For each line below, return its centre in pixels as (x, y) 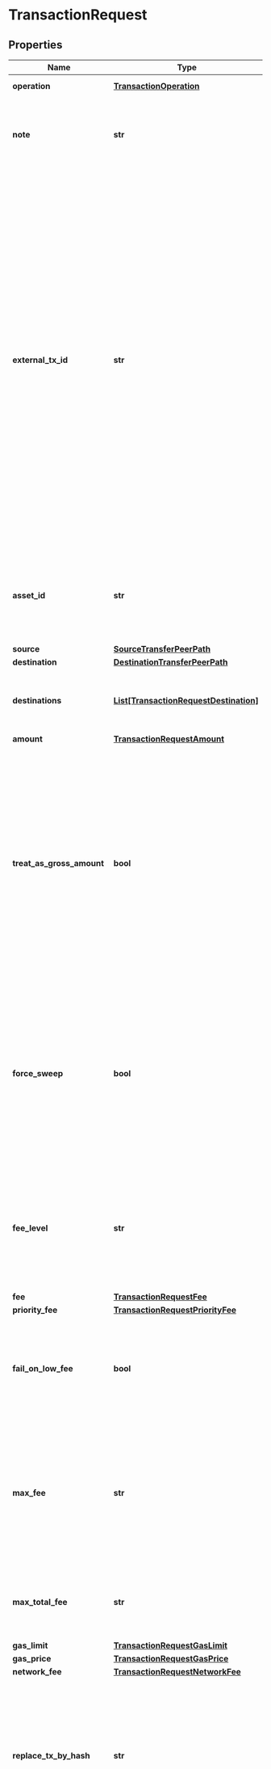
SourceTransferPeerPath (162, 649)
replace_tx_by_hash (51, 1756)
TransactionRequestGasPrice (171, 1659)
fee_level (30, 1228)
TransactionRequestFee (160, 1297)
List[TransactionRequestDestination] (186, 701)
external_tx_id (40, 360)
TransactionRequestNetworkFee (177, 1672)
